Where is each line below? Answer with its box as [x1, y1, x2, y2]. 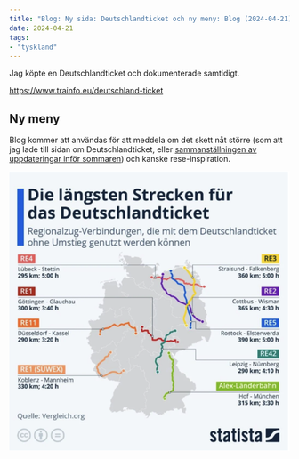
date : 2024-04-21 [9, 23, 74, 33]
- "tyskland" [9, 43, 58, 52]
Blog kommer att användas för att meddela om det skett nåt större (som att [9, 134, 283, 146]
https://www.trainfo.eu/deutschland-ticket [9, 85, 164, 96]
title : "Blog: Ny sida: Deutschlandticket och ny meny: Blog [9, 14, 241, 23]
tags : [9, 33, 29, 42]
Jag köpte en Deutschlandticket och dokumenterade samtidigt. [9, 68, 240, 79]
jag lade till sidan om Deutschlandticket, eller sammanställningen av [9, 144, 257, 155]
